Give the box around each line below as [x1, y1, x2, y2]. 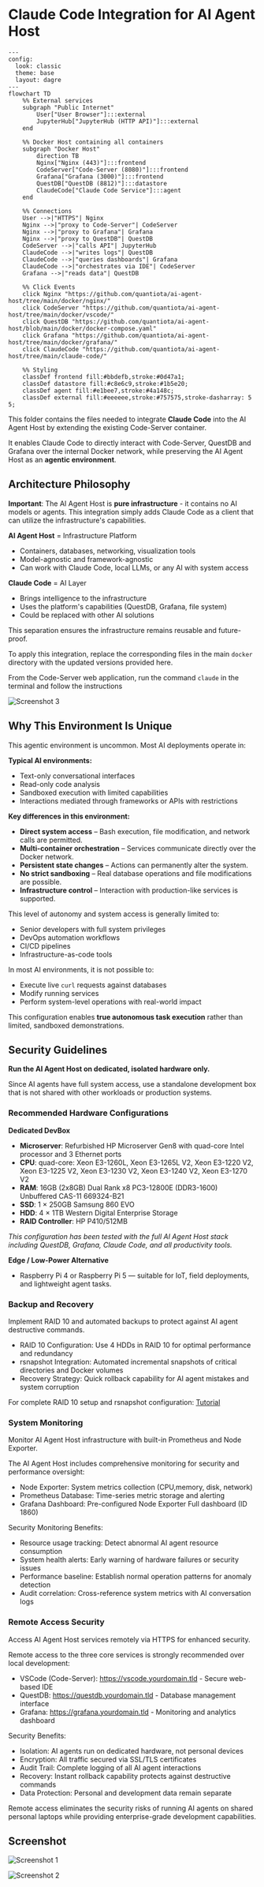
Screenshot [8, 1834, 67, 1848]
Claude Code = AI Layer [8, 578, 87, 587]
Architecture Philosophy [8, 477, 131, 491]
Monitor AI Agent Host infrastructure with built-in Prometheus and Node [8, 1435, 242, 1445]
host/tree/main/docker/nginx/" [8, 297, 111, 305]
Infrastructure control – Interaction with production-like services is [19, 885, 239, 895]
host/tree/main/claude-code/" [8, 352, 108, 360]
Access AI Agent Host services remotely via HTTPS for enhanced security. [8, 1634, 251, 1644]
